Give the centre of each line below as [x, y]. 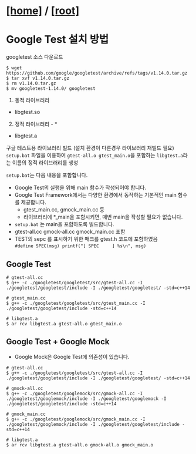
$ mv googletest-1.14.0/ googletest [51, 89]
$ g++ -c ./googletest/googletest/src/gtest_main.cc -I [76, 303]
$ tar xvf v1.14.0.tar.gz [38, 78]
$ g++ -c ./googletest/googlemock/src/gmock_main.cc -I [76, 419]
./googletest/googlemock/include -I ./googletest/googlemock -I [86, 398]
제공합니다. [34, 202]
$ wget [14, 68]
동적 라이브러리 [32, 100]
